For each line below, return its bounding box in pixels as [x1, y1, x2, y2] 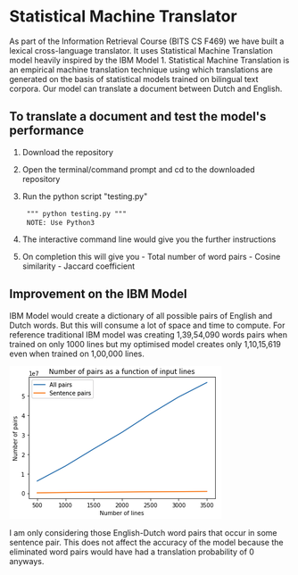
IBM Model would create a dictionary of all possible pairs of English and [9, 310, 273, 321]
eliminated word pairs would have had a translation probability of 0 [9, 546, 254, 557]
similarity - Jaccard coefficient [21, 261, 136, 271]
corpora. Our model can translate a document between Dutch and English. [9, 83, 283, 94]
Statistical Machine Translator [9, 6, 238, 27]
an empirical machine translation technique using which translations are [9, 64, 274, 75]
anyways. [9, 555, 45, 566]
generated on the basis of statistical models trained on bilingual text [9, 73, 259, 84]
